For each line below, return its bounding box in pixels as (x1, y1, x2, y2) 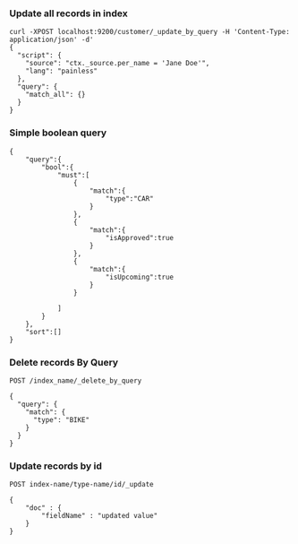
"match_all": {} (25, 91, 87, 99)
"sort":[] (25, 327, 63, 336)
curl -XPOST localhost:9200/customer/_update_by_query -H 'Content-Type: (9, 28, 291, 37)
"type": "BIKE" (32, 415, 90, 424)
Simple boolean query (9, 126, 107, 139)
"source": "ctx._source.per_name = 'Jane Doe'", (25, 59, 210, 68)
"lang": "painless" (25, 66, 98, 76)
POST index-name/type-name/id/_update (9, 480, 154, 489)
